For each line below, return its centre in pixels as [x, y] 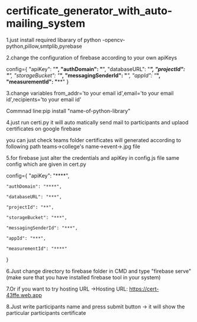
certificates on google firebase [44, 128]
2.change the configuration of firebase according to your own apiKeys [92, 57]
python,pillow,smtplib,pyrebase [44, 46]
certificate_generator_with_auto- [89, 11]
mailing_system [46, 23]
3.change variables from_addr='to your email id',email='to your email [90, 93]
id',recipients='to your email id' [44, 99]
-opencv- [114, 40]
